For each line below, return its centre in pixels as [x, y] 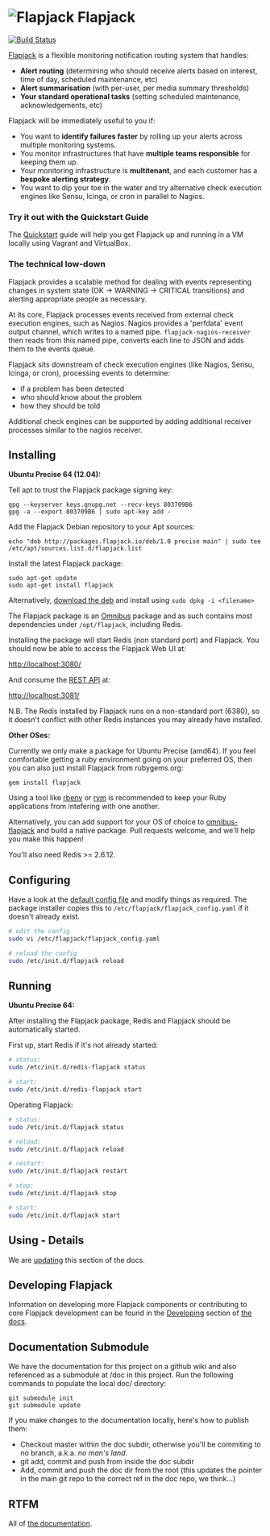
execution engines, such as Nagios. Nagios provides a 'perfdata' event [126, 323]
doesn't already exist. [44, 917]
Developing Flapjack [60, 1285]
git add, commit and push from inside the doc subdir [107, 1462]
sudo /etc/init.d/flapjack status [66, 1127]
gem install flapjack [45, 783]
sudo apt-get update [43, 579]
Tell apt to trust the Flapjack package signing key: [91, 490]
